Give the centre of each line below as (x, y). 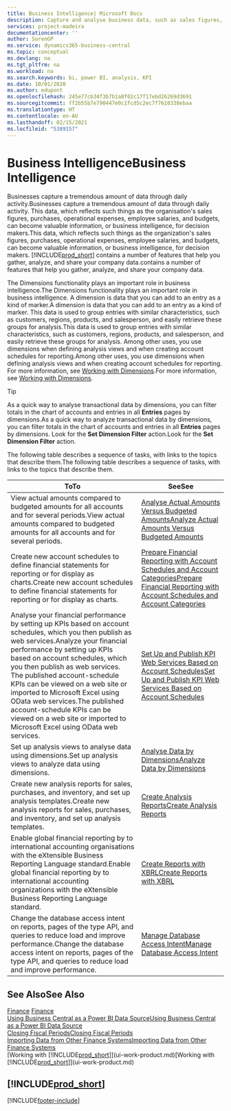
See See (181, 486)
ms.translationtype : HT (41, 110)
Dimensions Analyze (173, 760)
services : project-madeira (46, 26)
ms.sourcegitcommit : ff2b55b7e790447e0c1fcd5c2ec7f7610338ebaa (100, 103)
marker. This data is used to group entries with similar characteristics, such (113, 312)
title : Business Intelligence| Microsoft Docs (75, 13)
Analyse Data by (167, 751)
